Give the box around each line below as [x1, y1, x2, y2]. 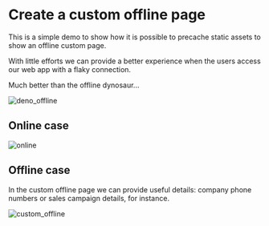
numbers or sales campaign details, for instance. [8, 193, 170, 203]
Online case [8, 119, 70, 133]
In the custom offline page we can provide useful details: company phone [8, 184, 252, 194]
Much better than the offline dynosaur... [8, 80, 140, 90]
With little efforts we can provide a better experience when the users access [8, 56, 261, 66]
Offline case [8, 163, 71, 177]
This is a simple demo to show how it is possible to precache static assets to [8, 32, 261, 42]
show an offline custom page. [8, 40, 107, 50]
